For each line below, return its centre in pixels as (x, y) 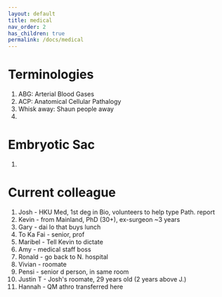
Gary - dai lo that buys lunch (59, 227)
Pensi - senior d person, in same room (73, 272)
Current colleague (62, 193)
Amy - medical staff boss (54, 249)
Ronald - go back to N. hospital (63, 256)
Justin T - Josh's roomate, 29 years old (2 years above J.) (102, 279)
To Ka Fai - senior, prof (51, 234)
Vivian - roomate (43, 264)
